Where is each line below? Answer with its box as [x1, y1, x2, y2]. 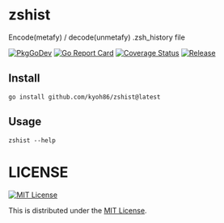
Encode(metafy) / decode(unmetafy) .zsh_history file [8, 32, 186, 42]
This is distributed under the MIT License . [8, 205, 147, 215]
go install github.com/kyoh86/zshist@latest [8, 93, 161, 101]
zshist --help [8, 136, 57, 145]
